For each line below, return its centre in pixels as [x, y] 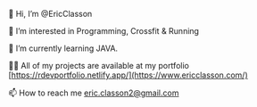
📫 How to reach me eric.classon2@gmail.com [94, 93]
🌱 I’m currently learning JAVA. [63, 48]
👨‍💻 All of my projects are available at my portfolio [99, 66]
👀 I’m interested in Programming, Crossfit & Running [104, 31]
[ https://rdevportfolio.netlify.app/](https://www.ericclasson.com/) [128, 75]
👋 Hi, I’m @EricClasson [50, 14]
